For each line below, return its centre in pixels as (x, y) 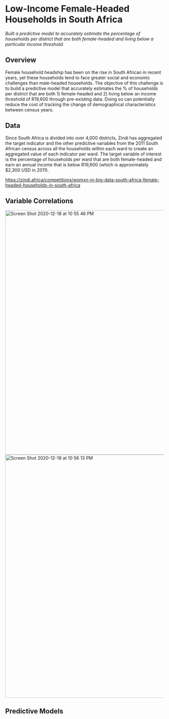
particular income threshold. (35, 44)
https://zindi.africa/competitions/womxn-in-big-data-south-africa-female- (82, 180)
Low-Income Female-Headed (67, 9)
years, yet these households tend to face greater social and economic (78, 77)
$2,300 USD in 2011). (27, 170)
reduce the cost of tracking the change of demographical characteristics (80, 104)
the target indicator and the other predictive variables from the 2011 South (82, 143)
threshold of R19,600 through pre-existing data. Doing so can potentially (80, 99)
